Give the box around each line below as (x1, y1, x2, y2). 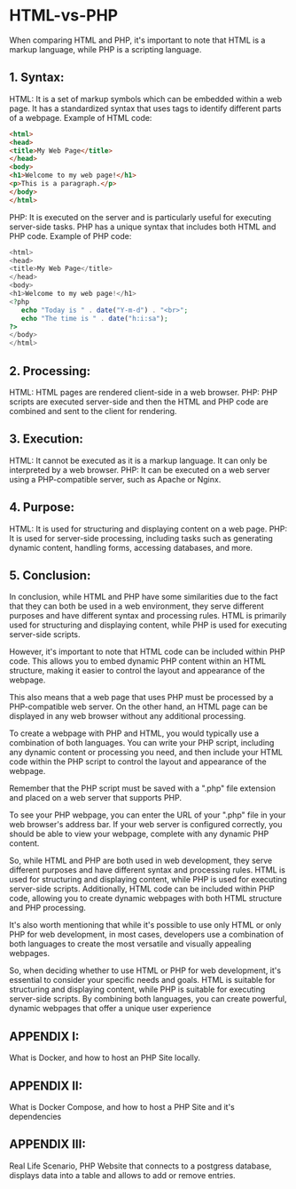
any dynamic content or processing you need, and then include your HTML (9, 747, 284, 758)
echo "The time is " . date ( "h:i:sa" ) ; (20, 314, 168, 323)
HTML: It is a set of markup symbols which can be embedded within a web (9, 93, 283, 104)
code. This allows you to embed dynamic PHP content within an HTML (9, 656, 267, 666)
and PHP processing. (9, 903, 87, 914)
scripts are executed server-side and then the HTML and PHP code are (9, 396, 269, 407)
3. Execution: (9, 432, 84, 447)
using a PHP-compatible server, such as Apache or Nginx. (9, 474, 222, 484)
